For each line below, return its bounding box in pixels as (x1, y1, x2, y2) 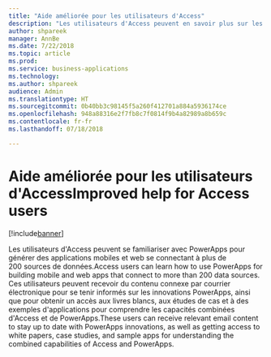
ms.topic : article (8, 49, 71, 58)
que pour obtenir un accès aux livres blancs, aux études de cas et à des (8, 295, 249, 305)
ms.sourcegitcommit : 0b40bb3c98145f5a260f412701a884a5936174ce (8, 102, 227, 110)
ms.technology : (8, 72, 60, 80)
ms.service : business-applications (8, 65, 129, 73)
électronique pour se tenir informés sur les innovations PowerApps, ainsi (8, 287, 251, 297)
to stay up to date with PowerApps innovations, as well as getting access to (8, 321, 260, 331)
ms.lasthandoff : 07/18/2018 (8, 125, 104, 133)
